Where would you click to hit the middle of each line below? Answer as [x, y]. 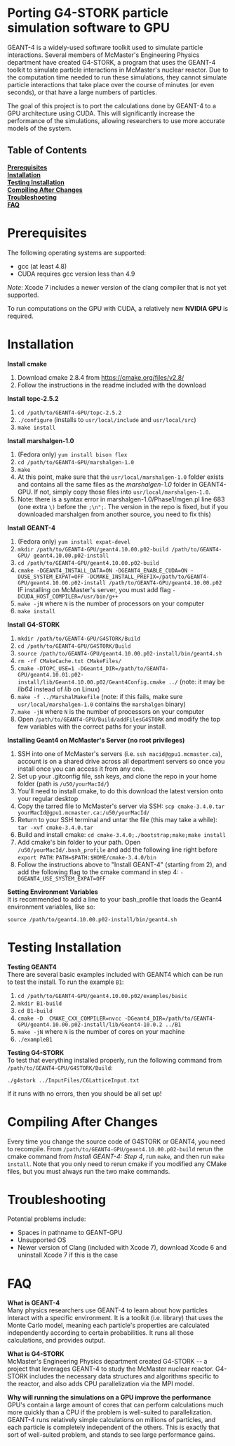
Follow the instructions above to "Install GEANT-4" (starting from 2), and [122, 864]
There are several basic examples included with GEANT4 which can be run [115, 974]
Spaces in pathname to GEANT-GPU [70, 1233]
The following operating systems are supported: [76, 252]
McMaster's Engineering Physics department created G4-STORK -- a [107, 1362]
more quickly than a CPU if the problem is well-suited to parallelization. [110, 1412]
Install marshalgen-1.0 [41, 440]
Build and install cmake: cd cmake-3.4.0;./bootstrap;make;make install [122, 834]
